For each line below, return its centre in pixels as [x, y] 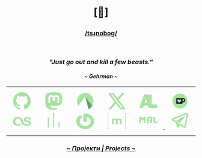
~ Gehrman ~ [101, 77]
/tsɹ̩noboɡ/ [101, 34]
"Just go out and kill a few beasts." [101, 62]
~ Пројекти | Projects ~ [101, 148]
